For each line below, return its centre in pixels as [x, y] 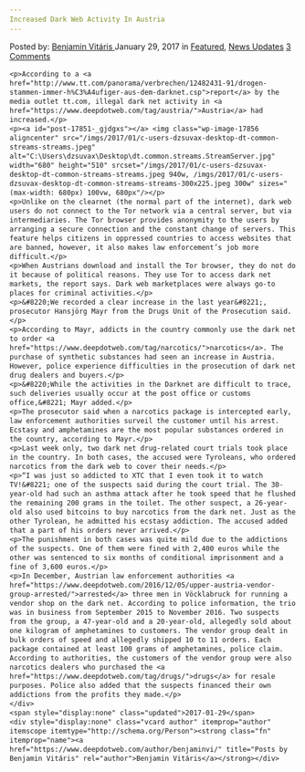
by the [267, 92]
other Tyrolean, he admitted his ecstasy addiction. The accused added [148, 521]
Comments [30, 56]
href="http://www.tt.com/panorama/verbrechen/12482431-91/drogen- [138, 83]
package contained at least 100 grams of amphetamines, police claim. [147, 649]
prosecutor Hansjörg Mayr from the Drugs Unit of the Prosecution [138, 311]
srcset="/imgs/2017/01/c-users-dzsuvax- [189, 165]
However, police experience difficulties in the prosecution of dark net [153, 366]
